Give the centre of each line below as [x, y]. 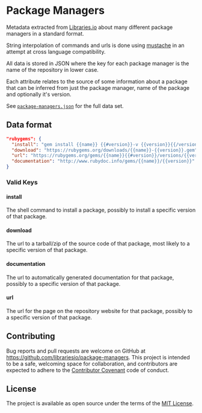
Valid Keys [22, 182]
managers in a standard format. [45, 33]
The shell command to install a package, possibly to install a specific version [101, 210]
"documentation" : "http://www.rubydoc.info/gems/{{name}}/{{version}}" [103, 161]
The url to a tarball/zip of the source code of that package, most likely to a [98, 244]
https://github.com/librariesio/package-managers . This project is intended [98, 357]
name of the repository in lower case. [53, 69]
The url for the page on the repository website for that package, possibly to [99, 311]
